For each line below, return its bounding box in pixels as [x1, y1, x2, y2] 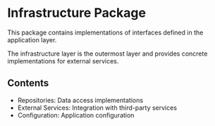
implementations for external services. [7, 56, 119, 65]
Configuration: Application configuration [17, 111, 135, 119]
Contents [7, 77, 49, 89]
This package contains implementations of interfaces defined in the [7, 28, 204, 37]
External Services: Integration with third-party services [17, 103, 178, 112]
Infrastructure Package [7, 5, 147, 21]
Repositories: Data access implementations [17, 96, 143, 104]
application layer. [7, 35, 57, 44]
